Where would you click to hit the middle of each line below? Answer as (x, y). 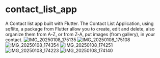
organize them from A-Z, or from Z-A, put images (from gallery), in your (80, 34)
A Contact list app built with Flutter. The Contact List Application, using (79, 23)
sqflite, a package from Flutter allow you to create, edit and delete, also (80, 28)
